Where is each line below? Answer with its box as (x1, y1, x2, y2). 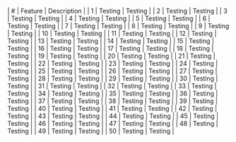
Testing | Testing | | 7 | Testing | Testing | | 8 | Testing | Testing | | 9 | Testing (7, 22, 230, 30)
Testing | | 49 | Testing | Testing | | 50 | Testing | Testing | (7, 127, 175, 135)
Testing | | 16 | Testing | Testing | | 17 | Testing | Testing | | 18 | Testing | (7, 45, 214, 52)
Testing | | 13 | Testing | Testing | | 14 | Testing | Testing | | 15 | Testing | (7, 37, 214, 45)
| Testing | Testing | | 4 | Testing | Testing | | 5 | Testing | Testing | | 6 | (7, 14, 211, 23)
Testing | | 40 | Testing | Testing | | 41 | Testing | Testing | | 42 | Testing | (7, 105, 218, 112)
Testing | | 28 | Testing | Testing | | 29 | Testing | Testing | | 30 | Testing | (7, 74, 218, 83)
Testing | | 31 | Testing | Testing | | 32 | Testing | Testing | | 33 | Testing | (7, 82, 217, 90)
